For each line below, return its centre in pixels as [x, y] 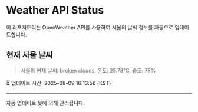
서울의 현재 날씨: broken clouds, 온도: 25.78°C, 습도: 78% [88, 70]
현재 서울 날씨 [29, 55]
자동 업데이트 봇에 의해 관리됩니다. [45, 103]
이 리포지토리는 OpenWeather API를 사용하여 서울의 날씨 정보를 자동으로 [90, 27]
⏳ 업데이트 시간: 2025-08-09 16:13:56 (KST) [59, 83]
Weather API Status [55, 10]
